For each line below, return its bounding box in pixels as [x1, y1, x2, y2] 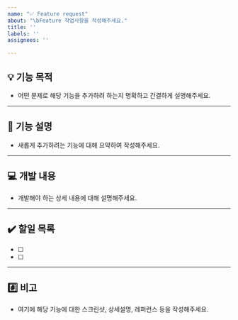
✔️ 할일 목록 [7, 223, 55, 235]
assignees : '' [7, 37, 50, 44]
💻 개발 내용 [7, 170, 56, 182]
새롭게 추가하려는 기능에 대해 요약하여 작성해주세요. [17, 140, 160, 149]
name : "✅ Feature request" [7, 10, 89, 18]
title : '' [7, 23, 37, 31]
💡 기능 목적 [7, 71, 53, 83]
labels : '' [7, 30, 40, 38]
